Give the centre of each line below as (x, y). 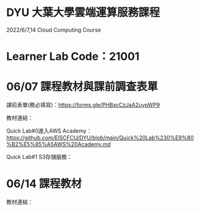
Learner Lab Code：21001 (73, 57)
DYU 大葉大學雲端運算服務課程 (83, 13)
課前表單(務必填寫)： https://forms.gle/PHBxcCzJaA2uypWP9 (83, 105)
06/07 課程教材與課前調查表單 (82, 87)
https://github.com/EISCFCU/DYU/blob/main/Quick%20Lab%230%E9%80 (100, 138)
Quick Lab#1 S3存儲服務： (39, 157)
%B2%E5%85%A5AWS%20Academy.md (59, 144)
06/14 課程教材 (44, 184)
